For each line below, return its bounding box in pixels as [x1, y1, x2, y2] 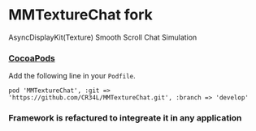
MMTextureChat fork [8, 6, 153, 24]
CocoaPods [8, 53, 55, 64]
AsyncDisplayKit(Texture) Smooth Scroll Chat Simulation [8, 32, 197, 42]
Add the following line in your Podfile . [8, 71, 136, 81]
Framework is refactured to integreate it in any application [8, 112, 242, 124]
